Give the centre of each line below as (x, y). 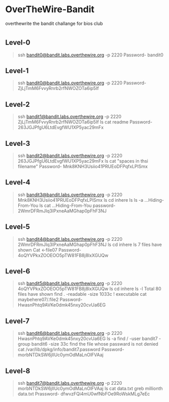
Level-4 (18, 182)
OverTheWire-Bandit (50, 9)
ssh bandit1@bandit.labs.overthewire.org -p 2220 (70, 117)
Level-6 (18, 271)
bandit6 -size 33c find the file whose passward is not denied (95, 344)
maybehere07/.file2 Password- (50, 300)
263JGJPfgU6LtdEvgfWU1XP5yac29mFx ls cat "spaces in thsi (83, 161)
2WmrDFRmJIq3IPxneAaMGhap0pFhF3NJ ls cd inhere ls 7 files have (90, 244)
